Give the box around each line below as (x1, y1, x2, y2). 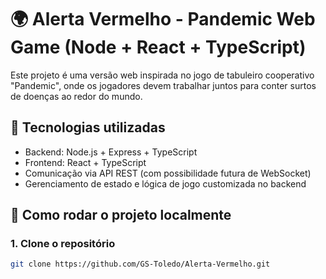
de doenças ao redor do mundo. (10, 90, 143, 102)
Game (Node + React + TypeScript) (10, 36, 307, 59)
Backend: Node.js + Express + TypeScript (24, 146, 198, 158)
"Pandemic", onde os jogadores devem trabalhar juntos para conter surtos (10, 79, 317, 91)
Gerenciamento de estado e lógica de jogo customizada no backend (24, 177, 307, 190)
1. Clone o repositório (10, 237, 116, 251)
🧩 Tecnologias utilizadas (10, 119, 166, 136)
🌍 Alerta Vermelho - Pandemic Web (10, 8, 316, 31)
